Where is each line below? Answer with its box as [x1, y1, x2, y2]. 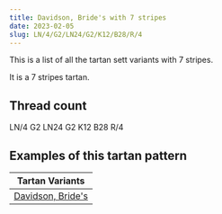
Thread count [9, 98, 87, 113]
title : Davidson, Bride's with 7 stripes [9, 13, 167, 22]
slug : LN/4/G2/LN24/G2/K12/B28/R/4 [9, 30, 143, 39]
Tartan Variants [16, 174, 85, 187]
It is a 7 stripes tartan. [9, 72, 90, 83]
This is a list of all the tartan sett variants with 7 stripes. [9, 55, 214, 66]
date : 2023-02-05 [9, 22, 75, 31]
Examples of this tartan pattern [9, 147, 187, 163]
